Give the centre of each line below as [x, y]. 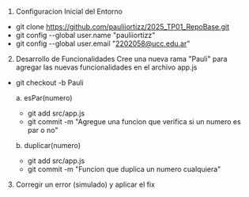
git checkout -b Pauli [50, 83]
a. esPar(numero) [44, 98]
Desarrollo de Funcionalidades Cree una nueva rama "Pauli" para [121, 59]
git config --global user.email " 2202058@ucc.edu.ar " [103, 44]
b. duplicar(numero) [48, 145]
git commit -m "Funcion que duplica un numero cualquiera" [124, 169]
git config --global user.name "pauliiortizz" [85, 35]
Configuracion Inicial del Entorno [69, 11]
